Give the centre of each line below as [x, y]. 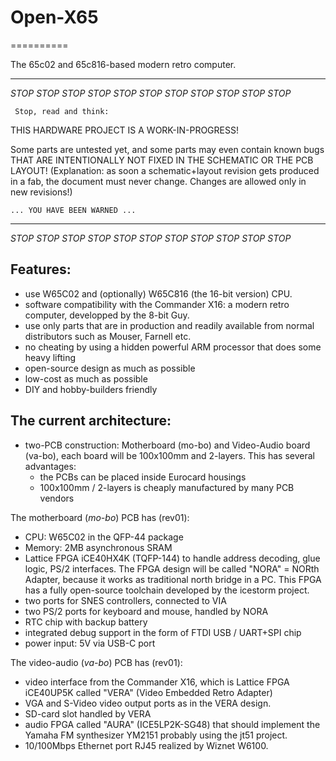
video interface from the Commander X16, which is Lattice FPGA [157, 682]
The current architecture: [91, 421]
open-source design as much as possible [110, 368]
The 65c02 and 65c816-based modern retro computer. [123, 64]
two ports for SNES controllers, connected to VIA [125, 600]
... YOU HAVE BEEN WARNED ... [73, 210]
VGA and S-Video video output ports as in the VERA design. [148, 703]
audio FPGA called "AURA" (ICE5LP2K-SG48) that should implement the [172, 724]
